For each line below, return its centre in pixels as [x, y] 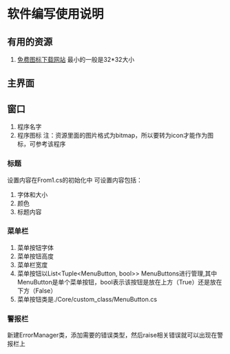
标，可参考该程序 [41, 144]
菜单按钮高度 [35, 256]
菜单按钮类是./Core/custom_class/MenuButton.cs [87, 299]
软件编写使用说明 [56, 14]
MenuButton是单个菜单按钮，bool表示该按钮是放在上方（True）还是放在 [119, 282]
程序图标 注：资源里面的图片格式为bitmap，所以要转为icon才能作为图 [115, 136]
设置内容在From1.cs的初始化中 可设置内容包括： [75, 180]
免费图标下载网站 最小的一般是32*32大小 [76, 60]
